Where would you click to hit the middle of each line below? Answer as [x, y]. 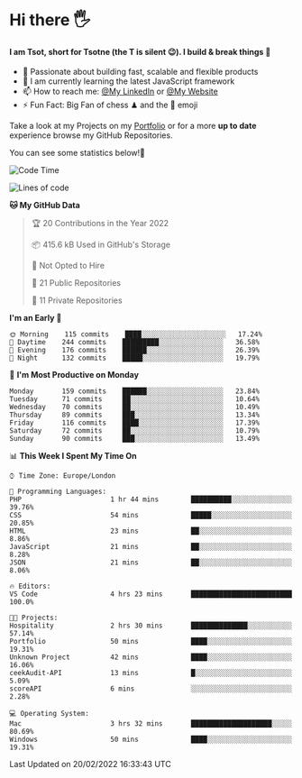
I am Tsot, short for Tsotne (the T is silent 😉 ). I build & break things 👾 [140, 51]
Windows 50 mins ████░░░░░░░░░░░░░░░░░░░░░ [151, 740]
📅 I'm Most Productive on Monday [74, 375]
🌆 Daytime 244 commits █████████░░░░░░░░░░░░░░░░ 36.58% [134, 343]
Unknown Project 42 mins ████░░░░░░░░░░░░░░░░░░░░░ [151, 657]
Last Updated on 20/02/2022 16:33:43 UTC [90, 764]
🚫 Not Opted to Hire [68, 266]
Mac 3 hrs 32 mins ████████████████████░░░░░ [151, 724]
